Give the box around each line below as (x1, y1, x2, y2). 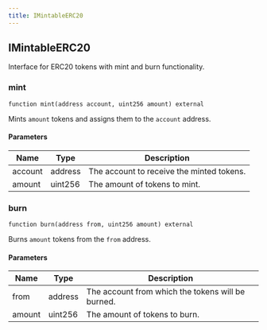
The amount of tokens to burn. (86, 309, 200, 320)
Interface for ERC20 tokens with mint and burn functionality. (8, 62, 205, 72)
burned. (86, 296, 116, 307)
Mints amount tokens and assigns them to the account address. (8, 114, 211, 123)
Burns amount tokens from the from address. (8, 235, 151, 244)
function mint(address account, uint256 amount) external (8, 100, 204, 108)
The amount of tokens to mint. (88, 178, 201, 189)
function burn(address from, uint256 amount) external (8, 220, 194, 229)
